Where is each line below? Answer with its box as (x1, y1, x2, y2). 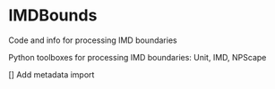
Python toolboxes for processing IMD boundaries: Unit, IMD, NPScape (8, 52, 267, 62)
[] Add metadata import (8, 69, 95, 80)
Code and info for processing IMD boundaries (8, 35, 177, 45)
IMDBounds (8, 5, 98, 26)
